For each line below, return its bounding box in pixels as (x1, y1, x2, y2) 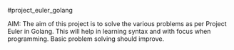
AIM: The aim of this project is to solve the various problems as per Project (7, 20, 227, 27)
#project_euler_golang (7, 6, 73, 14)
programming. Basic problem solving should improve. (7, 35, 165, 43)
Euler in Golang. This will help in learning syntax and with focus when (7, 27, 211, 35)
